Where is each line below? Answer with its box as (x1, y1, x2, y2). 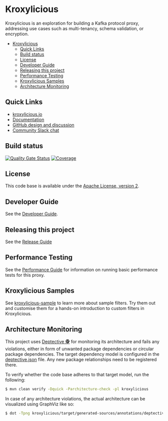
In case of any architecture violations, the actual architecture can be (5, 396, 145, 402)
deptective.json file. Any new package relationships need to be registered (5, 357, 157, 363)
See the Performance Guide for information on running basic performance (5, 266, 158, 272)
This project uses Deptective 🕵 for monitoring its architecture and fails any (5, 339, 160, 345)
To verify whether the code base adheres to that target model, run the (5, 372, 149, 378)
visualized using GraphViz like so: (5, 401, 74, 407)
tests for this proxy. (5, 272, 45, 278)
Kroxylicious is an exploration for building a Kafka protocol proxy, (5, 20, 139, 26)
